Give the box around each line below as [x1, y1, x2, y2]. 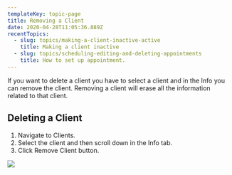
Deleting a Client [7, 112, 83, 124]
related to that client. [7, 91, 68, 100]
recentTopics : [7, 30, 50, 38]
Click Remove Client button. [17, 146, 100, 154]
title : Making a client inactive [20, 43, 120, 51]
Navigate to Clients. [17, 131, 76, 139]
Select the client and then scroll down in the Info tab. [17, 138, 173, 147]
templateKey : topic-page [7, 10, 81, 18]
